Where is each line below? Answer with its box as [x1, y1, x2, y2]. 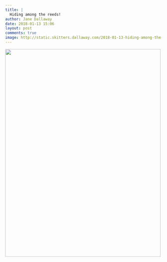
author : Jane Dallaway [5, 16, 52, 21]
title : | [5, 7, 23, 12]
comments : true [5, 30, 37, 35]
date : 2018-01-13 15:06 [5, 21, 55, 26]
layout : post [5, 26, 32, 31]
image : [5, 35, 19, 40]
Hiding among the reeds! [9, 12, 61, 17]
